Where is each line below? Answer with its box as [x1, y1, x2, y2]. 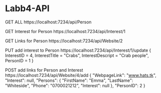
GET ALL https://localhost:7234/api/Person [5, 19, 92, 25]
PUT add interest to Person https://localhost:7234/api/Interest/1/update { [5, 47, 151, 53]
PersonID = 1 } [5, 57, 34, 63]
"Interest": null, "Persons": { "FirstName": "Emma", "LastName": [5, 77, 133, 83]
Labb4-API [5, 3, 50, 14]
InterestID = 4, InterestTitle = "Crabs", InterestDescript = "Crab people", [5, 52, 149, 58]
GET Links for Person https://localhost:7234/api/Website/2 [5, 37, 123, 44]
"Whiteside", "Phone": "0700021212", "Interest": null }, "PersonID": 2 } [5, 82, 145, 88]
